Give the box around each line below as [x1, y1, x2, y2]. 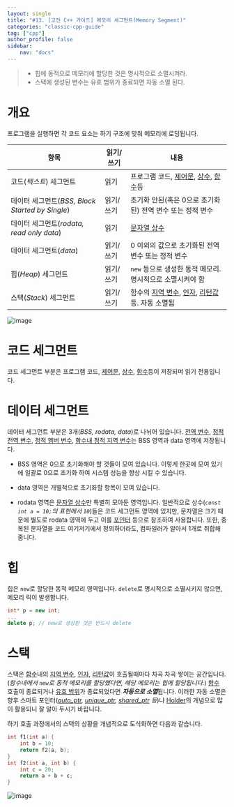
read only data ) [10, 227, 61, 237]
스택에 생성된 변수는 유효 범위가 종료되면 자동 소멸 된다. [34, 77, 186, 86]
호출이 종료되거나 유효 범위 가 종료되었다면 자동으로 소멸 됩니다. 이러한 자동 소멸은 [7, 688, 226, 696]
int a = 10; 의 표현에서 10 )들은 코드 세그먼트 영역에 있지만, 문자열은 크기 [17, 506, 217, 515]
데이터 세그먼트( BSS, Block [10, 196, 96, 206]
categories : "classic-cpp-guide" [7, 23, 104, 30]
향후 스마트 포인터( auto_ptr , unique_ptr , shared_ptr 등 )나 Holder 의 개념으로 [7, 696, 216, 704]
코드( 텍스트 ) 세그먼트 [10, 176, 77, 186]
